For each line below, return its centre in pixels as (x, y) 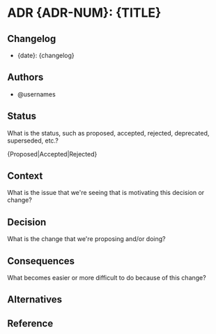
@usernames (36, 94)
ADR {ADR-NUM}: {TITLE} (84, 13)
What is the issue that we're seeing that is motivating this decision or (106, 193)
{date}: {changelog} (46, 55)
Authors (25, 77)
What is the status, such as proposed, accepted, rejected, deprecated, (108, 133)
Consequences (41, 261)
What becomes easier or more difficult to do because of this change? (107, 278)
